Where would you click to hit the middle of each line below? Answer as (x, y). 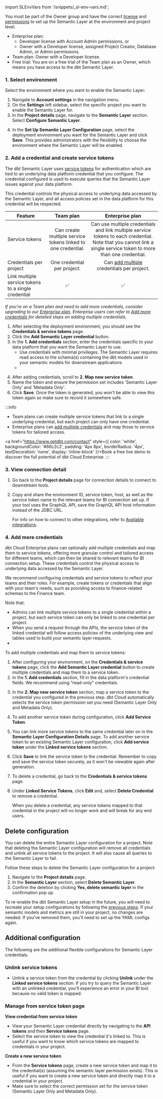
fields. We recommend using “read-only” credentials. (65, 683)
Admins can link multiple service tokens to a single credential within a (81, 612)
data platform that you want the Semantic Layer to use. (67, 347)
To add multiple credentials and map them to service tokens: (65, 653)
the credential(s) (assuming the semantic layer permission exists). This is (85, 1071)
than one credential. (123, 254)
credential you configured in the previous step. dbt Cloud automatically (83, 698)
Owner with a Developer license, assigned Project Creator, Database (88, 46)
